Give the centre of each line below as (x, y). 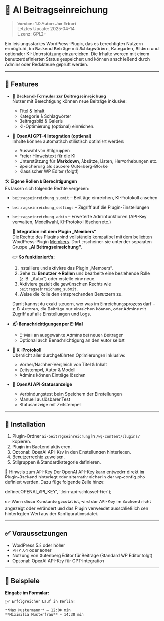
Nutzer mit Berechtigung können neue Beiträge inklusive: (69, 101)
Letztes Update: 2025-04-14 (46, 28)
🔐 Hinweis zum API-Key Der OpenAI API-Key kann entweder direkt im (75, 472)
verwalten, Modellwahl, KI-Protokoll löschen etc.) (61, 222)
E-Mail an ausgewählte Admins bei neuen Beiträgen (71, 335)
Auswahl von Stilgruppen (45, 150)
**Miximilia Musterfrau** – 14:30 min (44, 615)
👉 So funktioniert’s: (33, 257)
